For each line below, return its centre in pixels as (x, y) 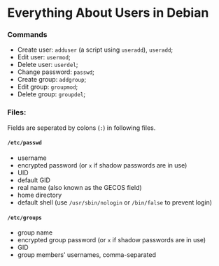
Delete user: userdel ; (48, 65)
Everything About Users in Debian (108, 13)
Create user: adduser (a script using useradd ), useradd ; (95, 50)
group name (35, 232)
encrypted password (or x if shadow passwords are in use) (102, 165)
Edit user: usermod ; (44, 57)
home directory (40, 195)
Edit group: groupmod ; (48, 87)
